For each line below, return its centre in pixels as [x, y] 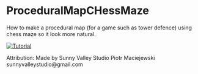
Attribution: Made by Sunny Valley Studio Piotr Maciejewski [81, 57]
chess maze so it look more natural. [51, 34]
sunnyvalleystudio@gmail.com [45, 64]
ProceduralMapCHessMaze [78, 11]
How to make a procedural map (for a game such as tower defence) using [99, 28]
